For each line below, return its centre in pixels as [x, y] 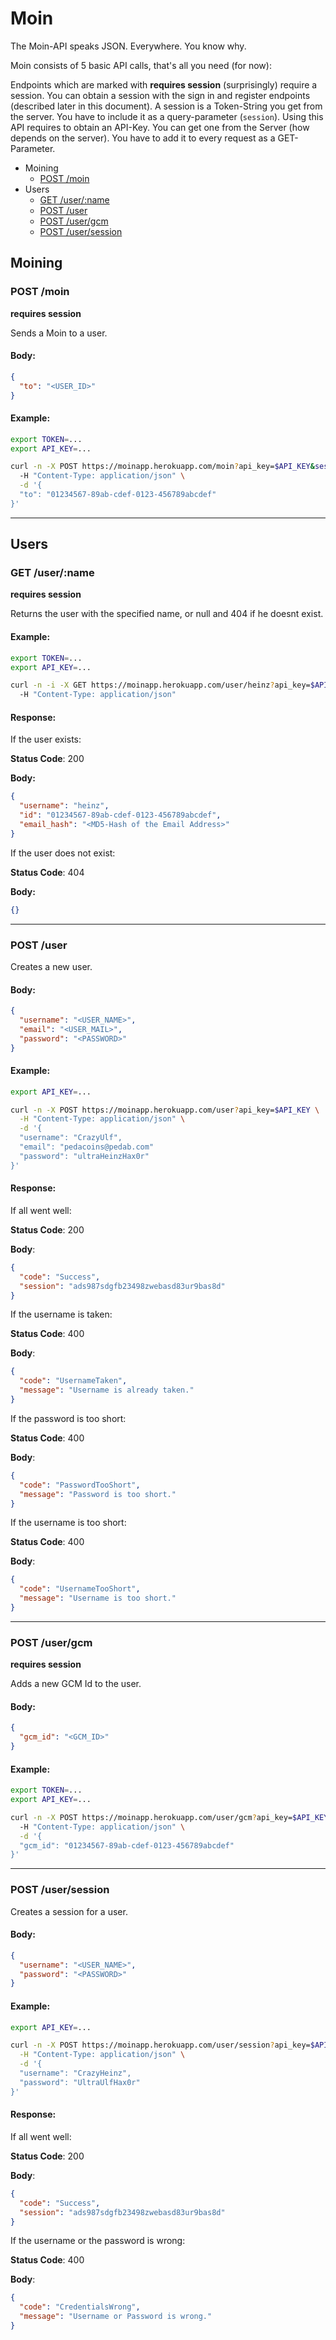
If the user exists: [46, 739]
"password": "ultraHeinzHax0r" [84, 1156]
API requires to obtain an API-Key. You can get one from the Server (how [160, 127]
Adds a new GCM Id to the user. [76, 1684]
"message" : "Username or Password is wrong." [116, 2317]
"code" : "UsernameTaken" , [73, 1381]
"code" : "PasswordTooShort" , [80, 1485]
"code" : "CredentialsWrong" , [80, 2307]
